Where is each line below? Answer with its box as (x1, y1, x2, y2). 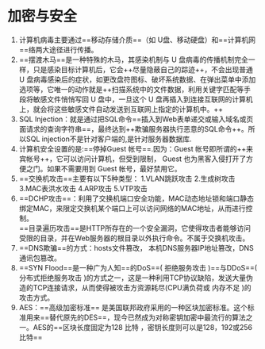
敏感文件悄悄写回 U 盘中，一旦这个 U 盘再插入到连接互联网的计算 (33, 94, 247, 104)
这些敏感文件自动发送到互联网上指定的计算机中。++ (53, 104, 224, 113)
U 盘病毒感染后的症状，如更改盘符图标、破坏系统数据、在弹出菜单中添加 (18, 75, 256, 84)
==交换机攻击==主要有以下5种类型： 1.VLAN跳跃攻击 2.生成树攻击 (18, 174, 236, 183)
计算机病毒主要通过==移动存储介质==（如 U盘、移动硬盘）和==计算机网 (18, 35, 255, 44)
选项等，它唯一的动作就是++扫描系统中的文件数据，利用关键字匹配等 (18, 84, 244, 94)
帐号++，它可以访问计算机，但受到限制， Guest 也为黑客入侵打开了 (25, 154, 247, 163)
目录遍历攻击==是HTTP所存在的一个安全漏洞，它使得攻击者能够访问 (28, 223, 252, 232)
